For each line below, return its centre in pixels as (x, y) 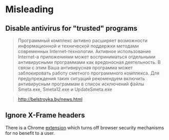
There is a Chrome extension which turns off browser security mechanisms (85, 127)
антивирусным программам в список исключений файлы (81, 84)
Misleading (29, 9)
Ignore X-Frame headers (45, 115)
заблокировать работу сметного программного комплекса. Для (89, 73)
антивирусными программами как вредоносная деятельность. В (89, 62)
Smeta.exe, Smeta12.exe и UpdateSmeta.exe (65, 89)
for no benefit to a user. (30, 133)
